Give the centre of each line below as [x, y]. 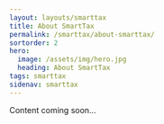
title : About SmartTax [52, 26]
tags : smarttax [38, 76]
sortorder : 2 [34, 43]
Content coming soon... [53, 110]
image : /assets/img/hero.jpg [72, 59]
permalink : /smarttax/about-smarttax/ [82, 34]
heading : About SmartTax [64, 68]
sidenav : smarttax [44, 84]
